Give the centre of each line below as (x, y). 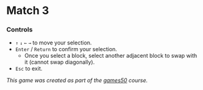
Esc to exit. (29, 69)
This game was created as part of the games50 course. (77, 80)
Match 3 (28, 11)
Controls (20, 30)
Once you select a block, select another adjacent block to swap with (111, 56)
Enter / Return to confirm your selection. (66, 49)
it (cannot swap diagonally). (59, 62)
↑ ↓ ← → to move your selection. (53, 43)
